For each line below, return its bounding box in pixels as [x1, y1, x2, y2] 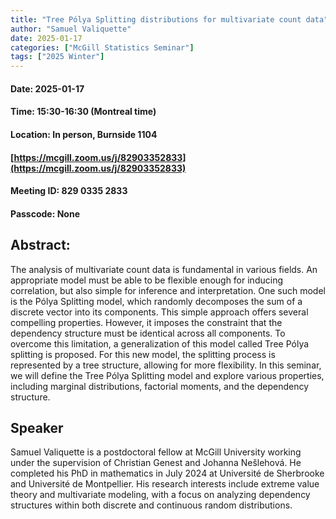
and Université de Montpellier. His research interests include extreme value [10, 478, 320, 490]
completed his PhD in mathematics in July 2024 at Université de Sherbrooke [10, 467, 325, 480]
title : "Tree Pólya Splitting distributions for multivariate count [10, 14, 302, 25]
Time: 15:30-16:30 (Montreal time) [10, 106, 157, 118]
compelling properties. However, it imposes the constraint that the [10, 316, 283, 328]
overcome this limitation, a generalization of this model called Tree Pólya [10, 337, 310, 350]
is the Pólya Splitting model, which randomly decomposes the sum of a [10, 295, 303, 307]
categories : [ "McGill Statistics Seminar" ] [10, 42, 195, 53]
